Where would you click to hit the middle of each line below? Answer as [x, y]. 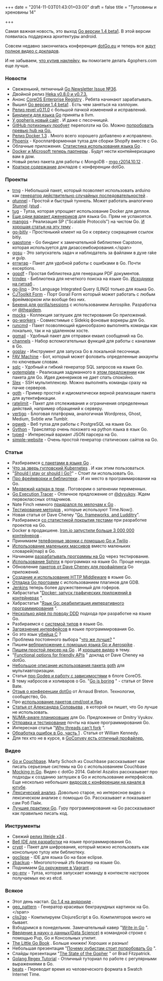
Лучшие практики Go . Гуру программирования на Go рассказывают [83, 808]
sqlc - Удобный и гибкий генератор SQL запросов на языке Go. [78, 367]
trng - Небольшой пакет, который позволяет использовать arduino [81, 190]
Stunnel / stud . [27, 206]
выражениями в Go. [33, 964]
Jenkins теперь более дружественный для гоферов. [66, 587]
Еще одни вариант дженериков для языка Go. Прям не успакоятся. [82, 216]
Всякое [14, 891]
